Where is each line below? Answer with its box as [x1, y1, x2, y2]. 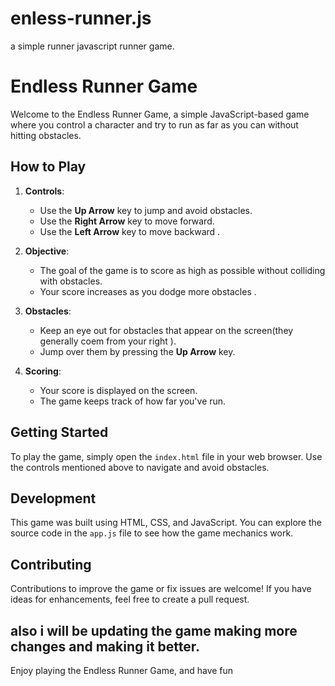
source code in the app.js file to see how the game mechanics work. [10, 527, 294, 539]
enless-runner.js [10, 7, 152, 30]
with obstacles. [39, 275, 103, 287]
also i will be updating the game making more [10, 622, 298, 639]
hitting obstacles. [10, 129, 82, 141]
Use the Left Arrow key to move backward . [39, 225, 221, 237]
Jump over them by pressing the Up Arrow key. [39, 345, 236, 357]
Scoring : [24, 365, 62, 377]
